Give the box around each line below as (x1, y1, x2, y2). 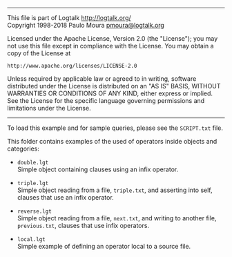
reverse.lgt (17, 208, 52, 215)
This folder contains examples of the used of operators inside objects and (7, 137, 217, 145)
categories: (7, 144, 39, 153)
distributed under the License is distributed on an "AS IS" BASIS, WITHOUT (7, 82, 221, 90)
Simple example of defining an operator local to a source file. (17, 242, 191, 250)
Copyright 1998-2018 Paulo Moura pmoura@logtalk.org (7, 21, 164, 29)
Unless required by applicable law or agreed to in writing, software (7, 75, 197, 83)
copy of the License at (7, 49, 71, 57)
